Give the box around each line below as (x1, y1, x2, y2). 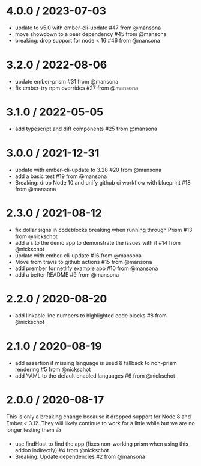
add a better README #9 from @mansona (14, 271, 119, 278)
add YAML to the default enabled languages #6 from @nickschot (14, 372, 176, 379)
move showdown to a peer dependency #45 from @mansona (14, 30, 167, 37)
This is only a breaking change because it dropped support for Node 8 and (6, 413, 191, 420)
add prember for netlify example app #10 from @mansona (14, 265, 158, 272)
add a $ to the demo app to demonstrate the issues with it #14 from (14, 239, 181, 246)
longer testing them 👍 (6, 426, 61, 434)
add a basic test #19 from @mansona (14, 173, 107, 180)
